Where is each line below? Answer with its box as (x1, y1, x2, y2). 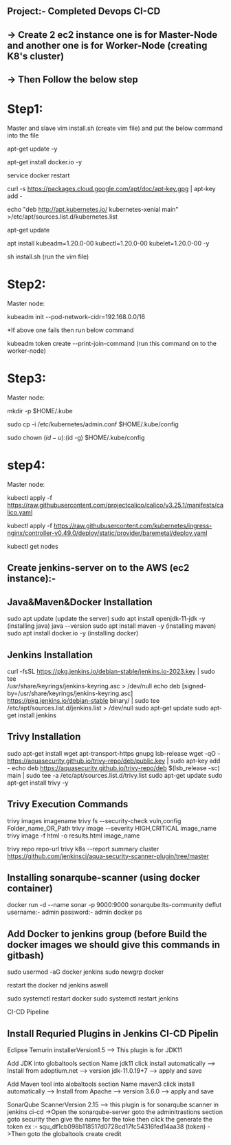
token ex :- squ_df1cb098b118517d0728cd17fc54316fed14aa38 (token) (7, 1122, 206, 1131)
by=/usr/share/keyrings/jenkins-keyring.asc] (7, 689, 133, 697)
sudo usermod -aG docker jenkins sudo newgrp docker (7, 968, 164, 976)
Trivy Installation (7, 731, 81, 743)
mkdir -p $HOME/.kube (7, 406, 74, 415)
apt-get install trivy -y (7, 778, 69, 787)
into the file (7, 131, 39, 140)
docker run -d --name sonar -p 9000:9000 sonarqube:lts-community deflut (7, 901, 222, 909)
